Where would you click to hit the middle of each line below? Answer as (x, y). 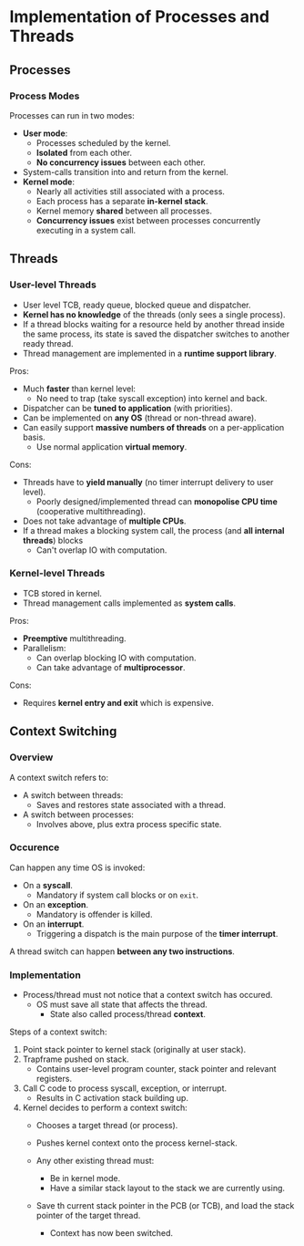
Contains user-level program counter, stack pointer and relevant (156, 1069)
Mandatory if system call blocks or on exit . (117, 895)
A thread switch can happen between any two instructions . (122, 951)
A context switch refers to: (59, 777)
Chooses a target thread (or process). (107, 1126)
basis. (34, 437)
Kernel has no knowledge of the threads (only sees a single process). (154, 314)
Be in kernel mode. (85, 1179)
